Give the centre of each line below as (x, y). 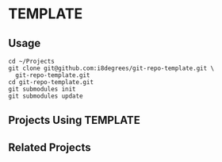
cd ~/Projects (32, 61)
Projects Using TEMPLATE (74, 120)
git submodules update (46, 96)
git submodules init (42, 89)
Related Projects (50, 147)
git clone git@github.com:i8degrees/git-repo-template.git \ (111, 68)
